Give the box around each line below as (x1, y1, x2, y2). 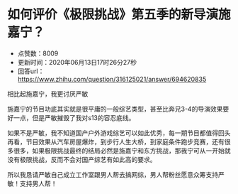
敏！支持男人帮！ (7, 179, 57, 188)
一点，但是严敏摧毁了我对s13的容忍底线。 (13, 113, 135, 122)
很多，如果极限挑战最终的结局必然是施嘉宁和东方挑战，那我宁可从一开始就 (13, 146, 231, 155)
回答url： (17, 67, 45, 75)
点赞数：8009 (17, 49, 59, 58)
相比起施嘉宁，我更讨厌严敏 (7, 90, 89, 98)
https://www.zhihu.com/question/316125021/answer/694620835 (17, 75, 207, 83)
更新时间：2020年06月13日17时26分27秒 (17, 58, 137, 66)
